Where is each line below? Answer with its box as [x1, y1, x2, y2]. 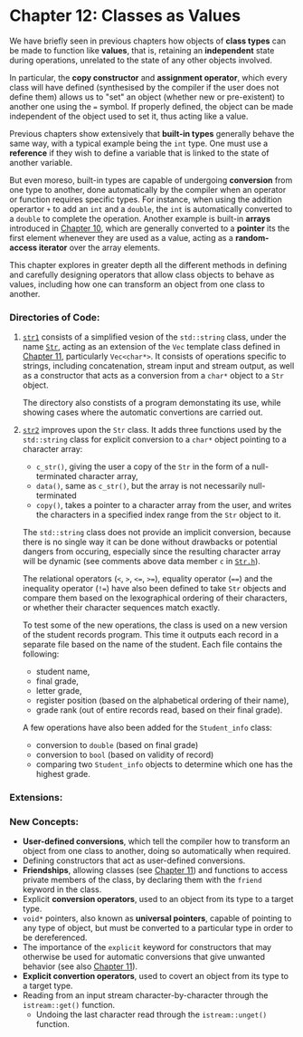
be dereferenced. [22, 932, 88, 943]
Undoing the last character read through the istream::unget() [35, 1009, 268, 1020]
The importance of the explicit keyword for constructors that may [22, 942, 272, 953]
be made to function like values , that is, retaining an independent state [9, 44, 275, 55]
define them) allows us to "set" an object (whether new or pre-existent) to [9, 91, 285, 102]
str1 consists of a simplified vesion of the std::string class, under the [22, 331, 287, 342]
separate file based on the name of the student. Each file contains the [22, 639, 283, 650]
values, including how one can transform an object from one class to [9, 278, 265, 290]
